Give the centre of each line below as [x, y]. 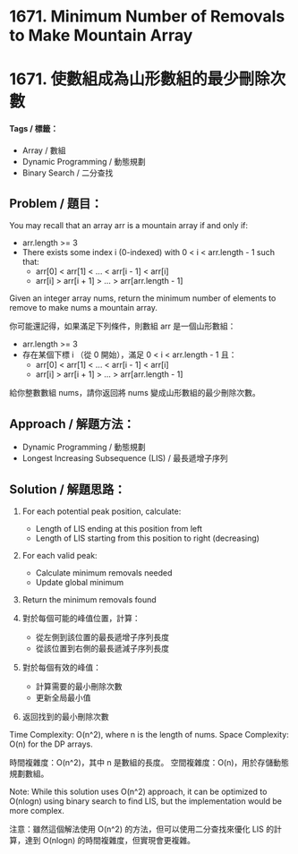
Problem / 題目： [56, 203]
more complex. [37, 811]
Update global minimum [79, 583]
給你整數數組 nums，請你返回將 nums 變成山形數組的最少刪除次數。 [135, 393]
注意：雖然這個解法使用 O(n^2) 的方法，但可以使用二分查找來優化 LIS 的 [142, 829]
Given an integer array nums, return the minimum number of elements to [143, 298]
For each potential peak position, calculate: [102, 511]
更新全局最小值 [63, 698]
